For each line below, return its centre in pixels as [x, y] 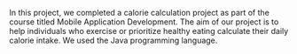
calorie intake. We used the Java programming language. [113, 40]
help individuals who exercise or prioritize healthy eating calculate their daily [149, 31]
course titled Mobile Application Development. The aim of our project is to [144, 22]
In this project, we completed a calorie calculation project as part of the [140, 13]
